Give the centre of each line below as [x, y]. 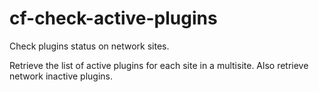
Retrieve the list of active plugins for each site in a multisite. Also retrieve [159, 65]
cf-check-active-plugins [113, 18]
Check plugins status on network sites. [89, 46]
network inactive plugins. [61, 76]
